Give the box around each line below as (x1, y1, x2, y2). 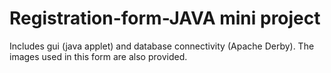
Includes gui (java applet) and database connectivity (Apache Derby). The (9, 40, 315, 52)
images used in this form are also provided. (9, 50, 188, 62)
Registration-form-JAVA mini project (9, 7, 321, 30)
